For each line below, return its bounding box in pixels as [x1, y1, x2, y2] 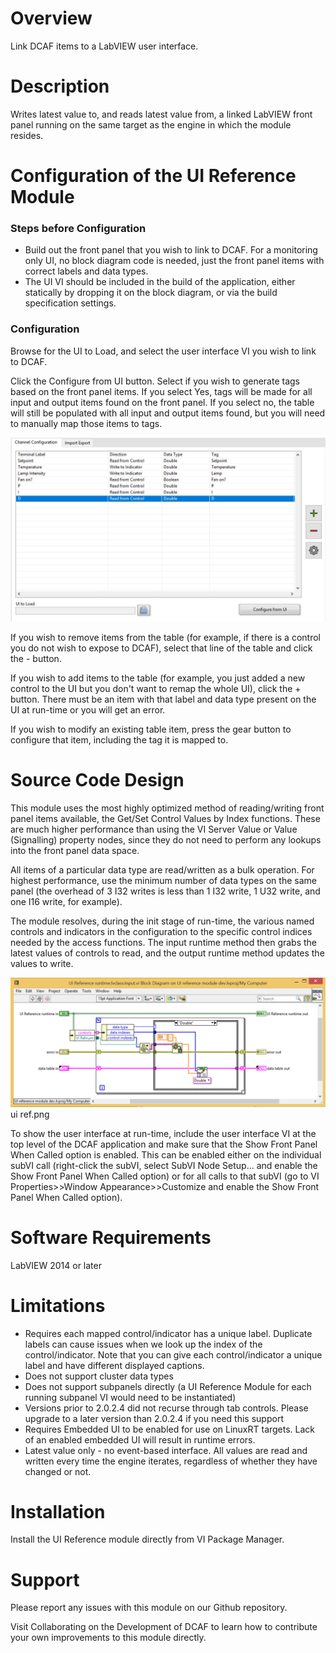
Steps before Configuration [10, 221, 147, 235]
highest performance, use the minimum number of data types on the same [10, 874, 317, 886]
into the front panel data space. [10, 844, 140, 856]
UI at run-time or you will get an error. [10, 703, 166, 716]
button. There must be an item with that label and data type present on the [10, 693, 317, 705]
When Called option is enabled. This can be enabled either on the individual [10, 1148, 322, 1161]
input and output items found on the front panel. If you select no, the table [10, 396, 315, 408]
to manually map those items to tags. [10, 417, 163, 429]
